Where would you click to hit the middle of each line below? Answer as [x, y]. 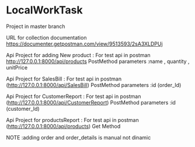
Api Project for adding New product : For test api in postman [78, 55]
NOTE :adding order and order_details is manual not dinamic [79, 137]
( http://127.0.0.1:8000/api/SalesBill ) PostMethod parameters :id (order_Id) [94, 85]
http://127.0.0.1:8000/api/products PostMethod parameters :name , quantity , [98, 61]
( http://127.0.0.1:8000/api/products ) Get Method [63, 126]
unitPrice [17, 67]
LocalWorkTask [44, 10]
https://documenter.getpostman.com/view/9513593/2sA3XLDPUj [84, 44]
